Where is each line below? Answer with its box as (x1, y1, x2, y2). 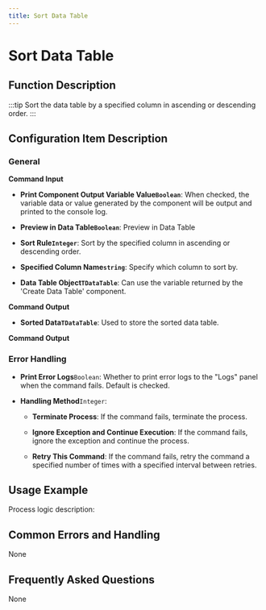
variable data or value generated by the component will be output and (19, 198, 252, 208)
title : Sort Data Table (8, 11, 89, 20)
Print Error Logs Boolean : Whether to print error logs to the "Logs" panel (19, 371, 258, 381)
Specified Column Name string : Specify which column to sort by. (19, 263, 239, 272)
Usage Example (8, 483, 89, 496)
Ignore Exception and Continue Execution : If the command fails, (31, 427, 248, 437)
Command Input (8, 174, 64, 184)
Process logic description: (8, 504, 95, 514)
